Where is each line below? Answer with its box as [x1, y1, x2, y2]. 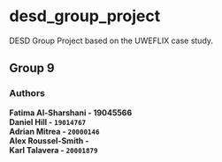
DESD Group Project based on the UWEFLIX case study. [9, 35, 214, 46]
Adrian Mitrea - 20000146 [9, 126, 100, 136]
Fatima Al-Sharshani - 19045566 [9, 107, 133, 118]
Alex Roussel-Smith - [9, 135, 89, 146]
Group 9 [9, 61, 55, 76]
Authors [9, 87, 46, 99]
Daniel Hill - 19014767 [9, 116, 87, 127]
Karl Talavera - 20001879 [9, 144, 98, 155]
